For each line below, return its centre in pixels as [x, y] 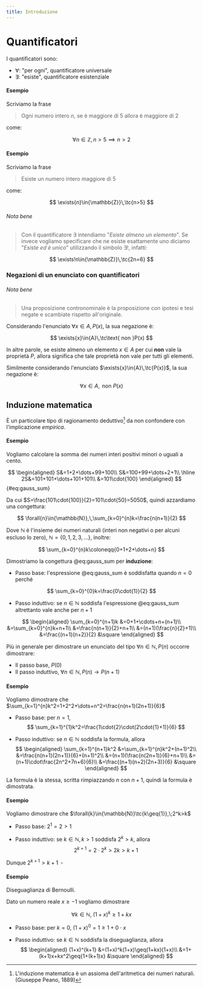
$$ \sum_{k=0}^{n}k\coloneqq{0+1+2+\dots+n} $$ [101, 549]
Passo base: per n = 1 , [43, 718]
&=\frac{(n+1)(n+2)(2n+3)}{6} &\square [147, 762]
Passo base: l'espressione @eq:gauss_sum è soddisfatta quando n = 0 [103, 572]
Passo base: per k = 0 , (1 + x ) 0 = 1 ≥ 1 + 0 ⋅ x [70, 927]
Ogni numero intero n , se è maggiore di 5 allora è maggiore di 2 [100, 115]
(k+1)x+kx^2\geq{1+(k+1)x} [72, 956]
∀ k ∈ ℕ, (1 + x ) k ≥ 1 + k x [101, 914]
